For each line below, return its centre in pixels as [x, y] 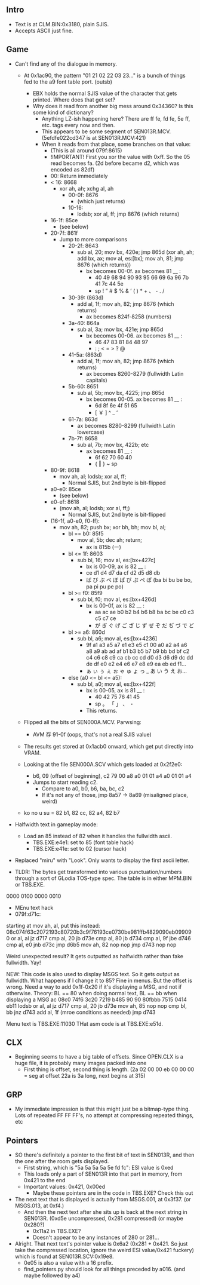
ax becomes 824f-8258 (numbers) [129, 317]
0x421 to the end [44, 1180]
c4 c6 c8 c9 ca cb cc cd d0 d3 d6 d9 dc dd [140, 657]
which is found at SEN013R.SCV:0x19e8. [64, 1256]
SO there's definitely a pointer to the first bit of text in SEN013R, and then [104, 1155]
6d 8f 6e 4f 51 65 [116, 405]
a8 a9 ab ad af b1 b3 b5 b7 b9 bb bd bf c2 [138, 651]
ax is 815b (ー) [104, 547]
